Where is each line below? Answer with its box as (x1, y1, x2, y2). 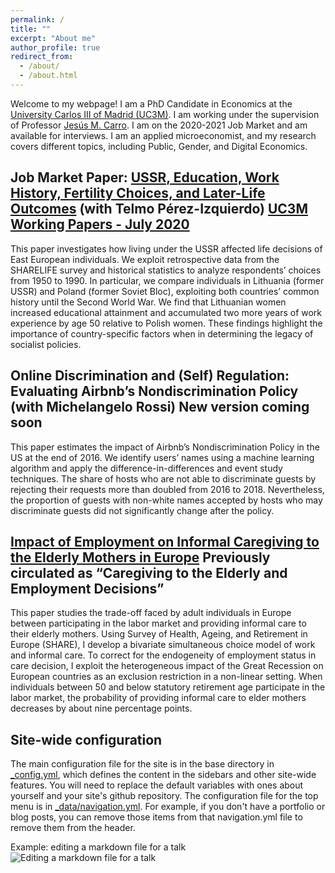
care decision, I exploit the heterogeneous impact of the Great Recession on (10, 660, 324, 672)
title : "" (10, 24, 52, 34)
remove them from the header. (10, 822, 136, 834)
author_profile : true (10, 42, 101, 53)
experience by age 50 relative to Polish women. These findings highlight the (10, 317, 323, 329)
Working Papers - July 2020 (10, 216, 190, 233)
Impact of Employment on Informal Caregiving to (10, 533, 320, 550)
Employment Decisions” (10, 580, 165, 597)
